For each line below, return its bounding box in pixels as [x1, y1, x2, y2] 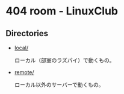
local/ [14, 44, 29, 51]
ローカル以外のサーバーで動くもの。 [14, 81, 104, 88]
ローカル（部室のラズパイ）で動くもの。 [14, 57, 115, 64]
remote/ [14, 69, 34, 76]
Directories [5, 28, 49, 39]
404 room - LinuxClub [5, 4, 119, 18]
